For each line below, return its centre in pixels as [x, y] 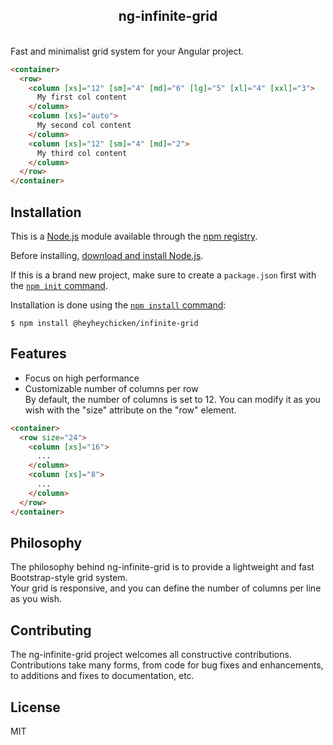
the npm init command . [59, 285]
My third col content [82, 153]
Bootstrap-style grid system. [69, 578]
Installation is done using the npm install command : [118, 305]
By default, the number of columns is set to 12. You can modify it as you [172, 399]
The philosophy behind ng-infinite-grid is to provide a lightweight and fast [162, 567]
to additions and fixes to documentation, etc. [102, 676]
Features [38, 354]
